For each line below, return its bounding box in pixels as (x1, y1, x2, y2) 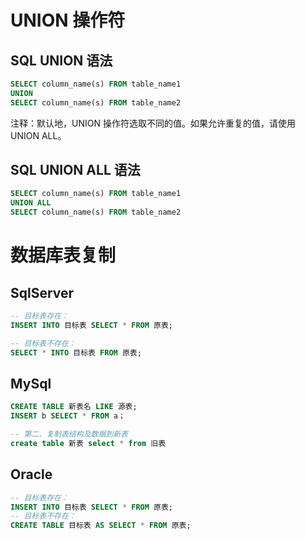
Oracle (10, 466, 53, 483)
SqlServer (10, 284, 75, 301)
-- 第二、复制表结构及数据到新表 (10, 429, 128, 440)
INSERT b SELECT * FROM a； (10, 411, 126, 421)
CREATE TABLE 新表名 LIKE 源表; (10, 402, 138, 412)
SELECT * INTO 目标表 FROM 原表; (10, 347, 142, 358)
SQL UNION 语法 (10, 52, 113, 69)
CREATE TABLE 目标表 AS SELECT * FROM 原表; (10, 521, 192, 531)
